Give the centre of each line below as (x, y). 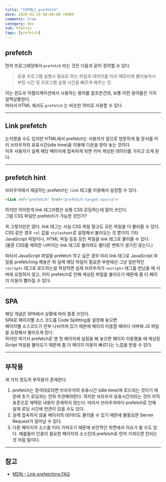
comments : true (21, 19)
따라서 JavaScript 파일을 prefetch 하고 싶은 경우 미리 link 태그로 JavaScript (79, 256)
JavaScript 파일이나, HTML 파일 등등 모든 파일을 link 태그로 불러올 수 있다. (77, 239)
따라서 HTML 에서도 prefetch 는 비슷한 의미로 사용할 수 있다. (64, 105)
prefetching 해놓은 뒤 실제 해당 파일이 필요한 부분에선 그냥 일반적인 (79, 262)
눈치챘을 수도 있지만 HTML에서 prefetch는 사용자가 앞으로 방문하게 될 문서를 (79, 138)
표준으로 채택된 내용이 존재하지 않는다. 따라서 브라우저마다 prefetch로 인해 (84, 402)
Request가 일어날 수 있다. (37, 421)
